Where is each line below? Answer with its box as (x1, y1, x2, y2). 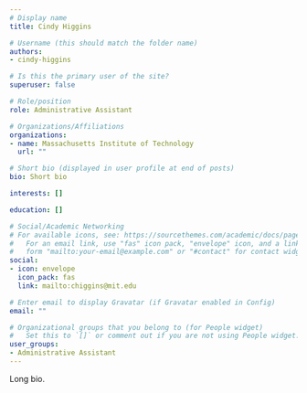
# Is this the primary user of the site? (9, 72, 170, 81)
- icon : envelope (9, 264, 76, 274)
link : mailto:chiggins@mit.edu (17, 281, 137, 291)
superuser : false (9, 80, 76, 90)
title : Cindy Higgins (9, 22, 92, 31)
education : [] (9, 205, 64, 215)
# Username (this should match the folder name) (9, 38, 198, 48)
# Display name (9, 13, 68, 23)
